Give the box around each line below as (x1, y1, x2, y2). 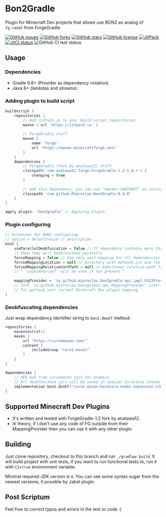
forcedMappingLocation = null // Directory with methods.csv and (14, 260, 152, 265)
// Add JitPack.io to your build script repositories (23, 118, 136, 123)
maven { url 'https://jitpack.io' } (23, 122, 98, 128)
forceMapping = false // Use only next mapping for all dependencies (14, 255, 161, 260)
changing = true (31, 173, 65, 178)
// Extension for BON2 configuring (5, 232, 79, 237)
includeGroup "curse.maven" (31, 347, 90, 352)
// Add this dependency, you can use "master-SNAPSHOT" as (23, 186, 147, 192)
